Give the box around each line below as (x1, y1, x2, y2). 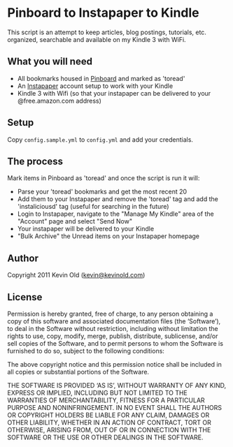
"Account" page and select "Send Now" (17, 217, 133, 226)
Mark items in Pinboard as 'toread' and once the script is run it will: (7, 174, 200, 182)
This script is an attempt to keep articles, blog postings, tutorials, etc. (7, 28, 206, 36)
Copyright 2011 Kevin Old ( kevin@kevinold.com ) (7, 271, 146, 279)
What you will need (7, 56, 93, 68)
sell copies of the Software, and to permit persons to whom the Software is (7, 339, 224, 347)
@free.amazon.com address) (17, 96, 101, 105)
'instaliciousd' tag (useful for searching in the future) (17, 203, 169, 211)
